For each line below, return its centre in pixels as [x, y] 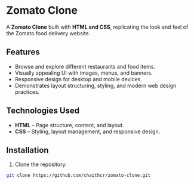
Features [23, 52]
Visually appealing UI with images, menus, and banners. [84, 73]
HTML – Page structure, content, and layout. [69, 125]
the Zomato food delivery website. [48, 33]
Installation [27, 150]
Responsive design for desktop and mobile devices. [78, 79]
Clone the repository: [41, 164]
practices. [27, 92]
